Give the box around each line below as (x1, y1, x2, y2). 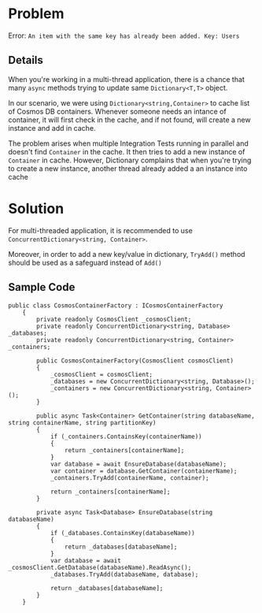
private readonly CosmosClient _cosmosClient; (36, 315, 192, 323)
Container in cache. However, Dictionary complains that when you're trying (8, 155, 252, 165)
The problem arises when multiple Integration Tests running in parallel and (8, 139, 249, 148)
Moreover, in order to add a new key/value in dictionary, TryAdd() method (8, 249, 245, 258)
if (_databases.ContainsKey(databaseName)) (50, 529, 195, 537)
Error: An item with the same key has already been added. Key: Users (8, 31, 240, 40)
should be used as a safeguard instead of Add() (8, 258, 163, 267)
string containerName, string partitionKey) (8, 418, 157, 426)
